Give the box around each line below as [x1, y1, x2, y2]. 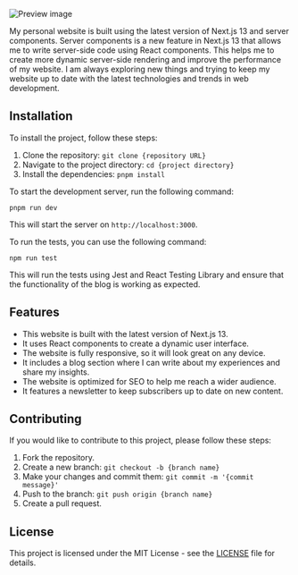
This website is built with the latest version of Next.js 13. [21, 328, 229, 339]
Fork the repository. [21, 452, 95, 463]
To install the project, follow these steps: [9, 132, 158, 143]
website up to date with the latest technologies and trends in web [9, 73, 250, 84]
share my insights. [21, 367, 90, 377]
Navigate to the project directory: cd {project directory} [21, 159, 235, 170]
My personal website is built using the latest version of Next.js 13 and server [9, 26, 290, 36]
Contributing [9, 411, 82, 427]
